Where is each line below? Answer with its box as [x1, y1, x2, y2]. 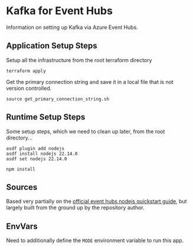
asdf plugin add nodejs [6, 145, 65, 151]
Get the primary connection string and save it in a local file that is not [6, 78, 174, 85]
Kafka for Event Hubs [6, 4, 113, 18]
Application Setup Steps [6, 41, 97, 51]
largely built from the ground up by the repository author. [6, 204, 145, 211]
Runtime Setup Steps [6, 112, 86, 122]
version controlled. [6, 85, 52, 92]
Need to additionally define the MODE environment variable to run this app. [6, 237, 184, 244]
